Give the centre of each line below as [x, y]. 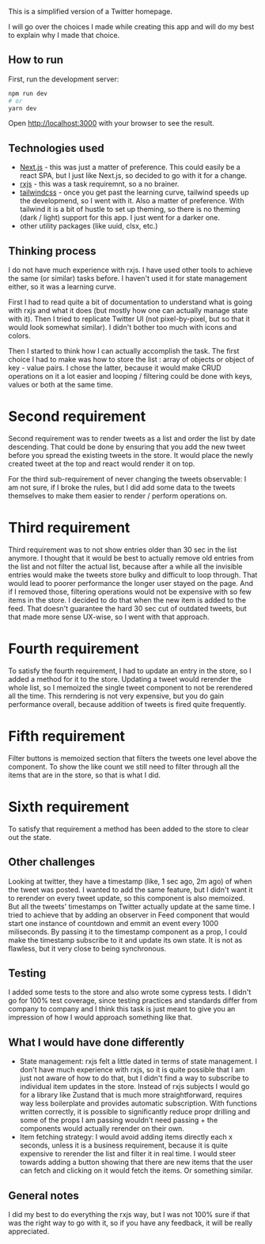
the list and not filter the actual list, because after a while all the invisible [125, 566]
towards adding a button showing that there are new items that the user [136, 1163]
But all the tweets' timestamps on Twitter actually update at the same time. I [132, 906]
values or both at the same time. [61, 385]
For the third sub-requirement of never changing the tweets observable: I [127, 479]
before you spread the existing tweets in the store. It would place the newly [131, 455]
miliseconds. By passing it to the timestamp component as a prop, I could [128, 932]
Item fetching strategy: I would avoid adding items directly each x [126, 1137]
